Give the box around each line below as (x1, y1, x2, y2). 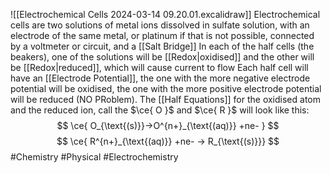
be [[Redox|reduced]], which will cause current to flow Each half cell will (10, 62, 309, 73)
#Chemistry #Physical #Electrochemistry (10, 151, 179, 163)
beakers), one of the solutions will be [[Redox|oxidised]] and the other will (10, 51, 315, 63)
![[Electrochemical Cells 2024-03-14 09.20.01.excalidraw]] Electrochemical (10, 9, 321, 20)
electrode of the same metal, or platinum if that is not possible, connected (10, 30, 315, 41)
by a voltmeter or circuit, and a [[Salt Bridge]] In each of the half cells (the (10, 40, 315, 52)
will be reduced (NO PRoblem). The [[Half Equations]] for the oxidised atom (10, 94, 322, 105)
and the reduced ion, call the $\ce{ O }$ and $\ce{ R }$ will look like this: (10, 104, 310, 116)
